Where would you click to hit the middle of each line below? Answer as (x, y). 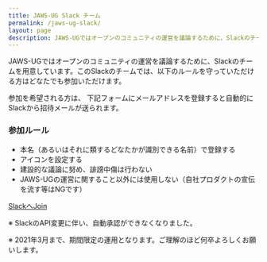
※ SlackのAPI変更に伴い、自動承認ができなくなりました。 (103, 222)
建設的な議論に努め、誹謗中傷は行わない (86, 169)
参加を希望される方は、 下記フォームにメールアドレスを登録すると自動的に (131, 98)
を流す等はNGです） (53, 189)
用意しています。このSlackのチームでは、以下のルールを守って (124, 71)
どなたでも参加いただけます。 (77, 81)
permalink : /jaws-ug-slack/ (55, 23)
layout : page (30, 30)
